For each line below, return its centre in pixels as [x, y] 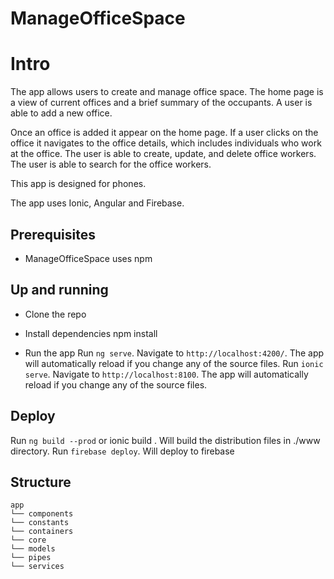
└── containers [42, 532]
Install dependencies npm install [91, 333]
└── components [42, 514]
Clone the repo [55, 314]
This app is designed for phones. [78, 184]
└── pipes [31, 558]
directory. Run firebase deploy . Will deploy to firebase [122, 451]
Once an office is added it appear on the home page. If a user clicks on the [164, 133]
